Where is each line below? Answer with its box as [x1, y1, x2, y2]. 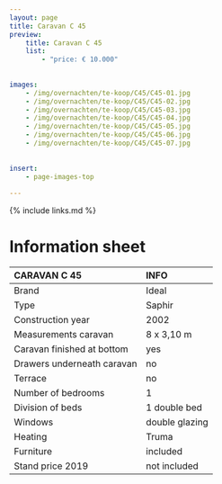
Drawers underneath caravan [13, 357, 138, 370]
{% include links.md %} [9, 205, 97, 216]
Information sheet [9, 237, 147, 257]
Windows [13, 416, 54, 428]
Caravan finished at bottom [13, 343, 129, 355]
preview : [9, 30, 42, 39]
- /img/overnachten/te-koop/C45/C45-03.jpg [25, 105, 191, 114]
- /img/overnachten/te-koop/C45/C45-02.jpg [25, 96, 191, 106]
